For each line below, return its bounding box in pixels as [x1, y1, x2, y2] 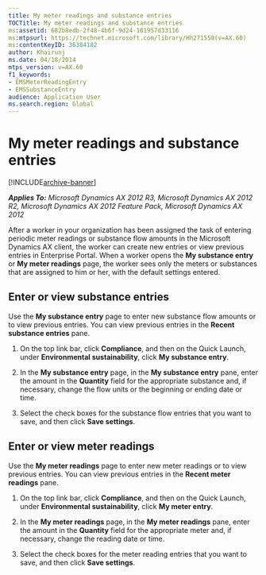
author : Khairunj [8, 48, 66, 56]
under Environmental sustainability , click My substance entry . [19, 352, 229, 361]
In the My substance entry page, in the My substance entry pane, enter [19, 367, 259, 377]
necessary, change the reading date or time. [19, 534, 165, 543]
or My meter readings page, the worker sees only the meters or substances [8, 259, 258, 268]
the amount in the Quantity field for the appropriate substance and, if [19, 376, 248, 385]
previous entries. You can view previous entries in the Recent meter [8, 469, 231, 479]
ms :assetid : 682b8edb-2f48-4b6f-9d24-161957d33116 [8, 26, 179, 34]
